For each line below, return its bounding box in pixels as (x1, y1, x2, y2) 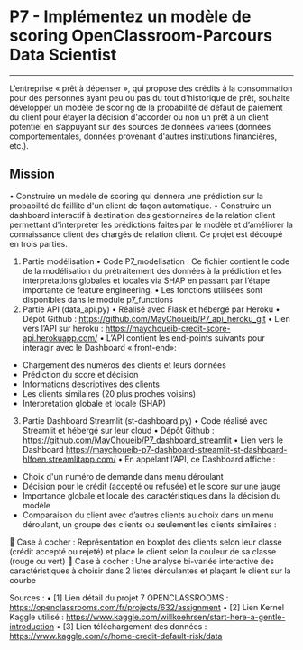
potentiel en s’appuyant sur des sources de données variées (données (9, 121, 271, 132)
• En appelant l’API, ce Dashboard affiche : (117, 453, 276, 464)
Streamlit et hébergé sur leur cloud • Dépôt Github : (22, 425, 215, 435)
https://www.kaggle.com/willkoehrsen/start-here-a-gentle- (66, 611, 286, 622)
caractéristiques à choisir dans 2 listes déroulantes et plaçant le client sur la (9, 565, 291, 576)
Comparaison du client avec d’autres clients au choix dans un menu (22, 509, 274, 520)
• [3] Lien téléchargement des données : (56, 620, 207, 632)
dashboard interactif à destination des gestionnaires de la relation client (9, 209, 276, 220)
